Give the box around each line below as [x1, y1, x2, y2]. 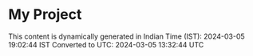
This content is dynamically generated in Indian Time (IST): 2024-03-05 [8, 32, 245, 41]
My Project [8, 6, 82, 24]
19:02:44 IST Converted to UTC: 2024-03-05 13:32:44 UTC [8, 39, 204, 49]
